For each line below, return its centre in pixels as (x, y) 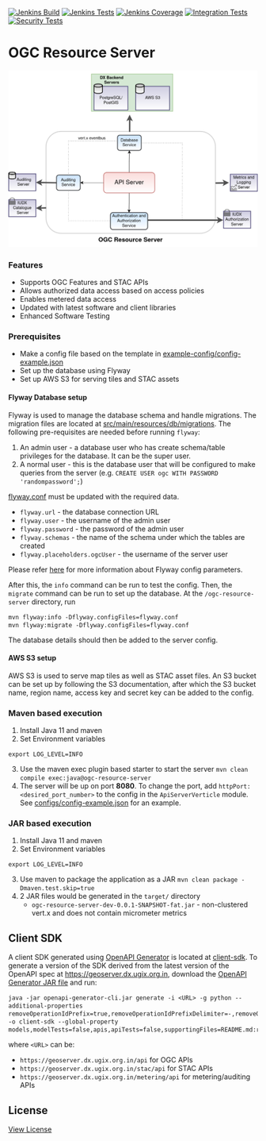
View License (30, 1129)
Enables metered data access (68, 299)
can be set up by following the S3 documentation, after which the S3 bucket (132, 684)
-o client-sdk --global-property (63, 1022)
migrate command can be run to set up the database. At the (106, 593)
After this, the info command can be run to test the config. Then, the (120, 584)
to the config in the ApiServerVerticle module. (172, 795)
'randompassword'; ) (51, 481)
